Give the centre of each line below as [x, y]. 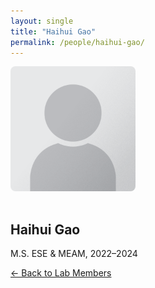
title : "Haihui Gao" [53, 31]
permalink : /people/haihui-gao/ [77, 42]
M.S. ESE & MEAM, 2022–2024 [74, 254]
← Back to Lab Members [61, 273]
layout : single [42, 21]
